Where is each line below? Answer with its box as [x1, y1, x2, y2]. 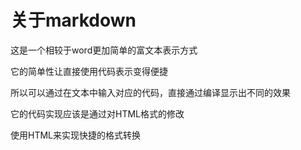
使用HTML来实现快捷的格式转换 [10, 129, 142, 141]
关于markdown [10, 9, 137, 32]
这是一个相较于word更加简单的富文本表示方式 [10, 44, 198, 56]
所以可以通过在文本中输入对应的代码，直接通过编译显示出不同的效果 [10, 86, 291, 98]
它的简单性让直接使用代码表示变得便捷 [10, 65, 168, 77]
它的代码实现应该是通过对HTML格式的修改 [10, 107, 185, 120]
